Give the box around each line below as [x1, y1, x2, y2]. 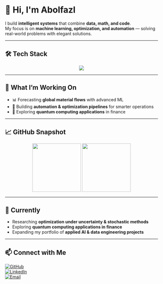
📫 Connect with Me [5, 248, 66, 256]
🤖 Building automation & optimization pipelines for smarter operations [12, 104, 154, 110]
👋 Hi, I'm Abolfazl [5, 4, 76, 16]
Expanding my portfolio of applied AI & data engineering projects [12, 229, 144, 235]
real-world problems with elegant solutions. [5, 31, 92, 36]
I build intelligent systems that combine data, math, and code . [5, 20, 131, 26]
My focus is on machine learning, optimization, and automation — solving [5, 25, 156, 31]
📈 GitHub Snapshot [5, 128, 66, 136]
